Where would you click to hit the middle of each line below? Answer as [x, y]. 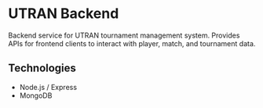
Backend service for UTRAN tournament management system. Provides [124, 35]
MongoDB [36, 95]
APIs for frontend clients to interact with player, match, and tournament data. [132, 43]
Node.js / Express [48, 87]
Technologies [42, 68]
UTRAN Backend [64, 14]
